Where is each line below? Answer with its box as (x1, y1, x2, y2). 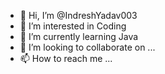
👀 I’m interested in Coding (19, 20, 127, 32)
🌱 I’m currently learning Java (19, 31, 139, 42)
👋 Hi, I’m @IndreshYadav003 (19, 10, 138, 21)
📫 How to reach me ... (19, 53, 113, 64)
